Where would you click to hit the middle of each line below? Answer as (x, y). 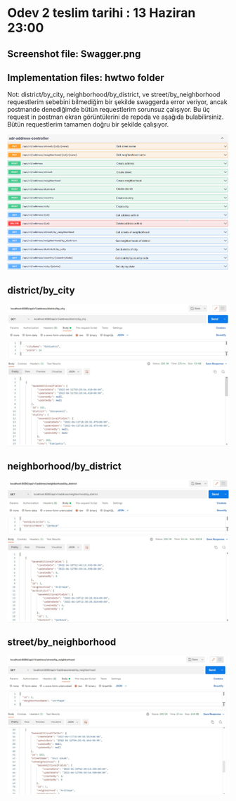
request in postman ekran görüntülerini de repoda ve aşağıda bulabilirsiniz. (116, 117)
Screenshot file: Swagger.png (74, 54)
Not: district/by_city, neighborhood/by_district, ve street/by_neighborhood (114, 95)
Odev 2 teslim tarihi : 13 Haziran (101, 13)
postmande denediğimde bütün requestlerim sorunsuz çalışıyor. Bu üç (109, 110)
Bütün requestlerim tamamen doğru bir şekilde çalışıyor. (88, 124)
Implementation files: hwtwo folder (86, 78)
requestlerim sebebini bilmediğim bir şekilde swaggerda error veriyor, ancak (117, 102)
